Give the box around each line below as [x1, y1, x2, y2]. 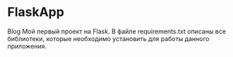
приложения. [7, 42, 47, 50]
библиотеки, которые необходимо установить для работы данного [7, 34, 210, 42]
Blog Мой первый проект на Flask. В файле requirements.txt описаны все [7, 27, 226, 35]
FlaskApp [7, 4, 65, 20]
